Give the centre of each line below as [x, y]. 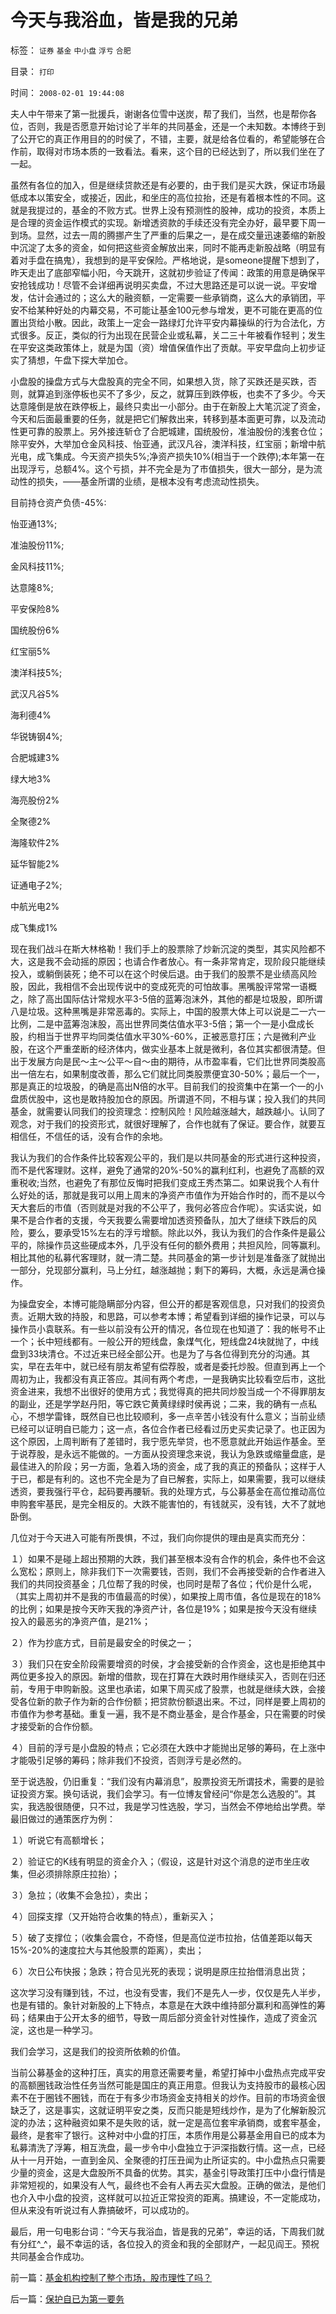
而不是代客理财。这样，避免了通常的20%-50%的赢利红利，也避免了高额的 [163, 1170]
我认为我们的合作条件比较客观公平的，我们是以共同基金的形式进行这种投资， [168, 1157]
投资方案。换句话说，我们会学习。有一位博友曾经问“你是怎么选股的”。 [163, 1793]
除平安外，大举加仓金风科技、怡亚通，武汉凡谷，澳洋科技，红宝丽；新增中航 [168, 443]
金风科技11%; [37, 566]
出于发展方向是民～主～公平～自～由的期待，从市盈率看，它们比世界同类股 [163, 1061]
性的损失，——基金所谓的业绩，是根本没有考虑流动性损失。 [141, 481]
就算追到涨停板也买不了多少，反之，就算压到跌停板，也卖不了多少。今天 [176, 393]
